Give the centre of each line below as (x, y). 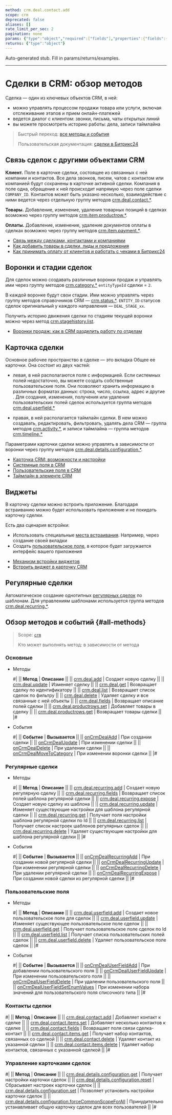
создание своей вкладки (40, 540)
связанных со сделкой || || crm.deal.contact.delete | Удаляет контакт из (83, 1039)
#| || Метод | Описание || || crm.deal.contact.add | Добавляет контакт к (83, 1017)
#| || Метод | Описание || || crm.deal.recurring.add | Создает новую (86, 788)
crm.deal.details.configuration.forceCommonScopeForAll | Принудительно (84, 1102)
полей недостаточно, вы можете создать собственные (73, 381)
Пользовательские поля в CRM (47, 470)
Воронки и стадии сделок (49, 267)
